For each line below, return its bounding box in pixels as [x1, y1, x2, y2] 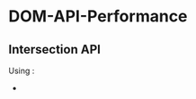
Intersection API [8, 42, 101, 57]
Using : [8, 65, 35, 76]
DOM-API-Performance [8, 6, 188, 27]
